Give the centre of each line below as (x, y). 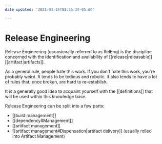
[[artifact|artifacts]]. (25, 62)
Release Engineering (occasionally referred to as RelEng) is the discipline (79, 51)
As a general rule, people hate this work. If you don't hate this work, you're (80, 71)
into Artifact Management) (39, 136)
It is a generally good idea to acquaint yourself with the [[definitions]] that (79, 91)
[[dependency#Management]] (42, 121)
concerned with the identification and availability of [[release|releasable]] (79, 57)
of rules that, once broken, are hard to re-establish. (56, 82)
